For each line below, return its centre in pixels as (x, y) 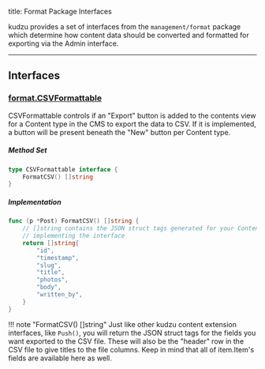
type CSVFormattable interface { (63, 169)
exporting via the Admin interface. (63, 43)
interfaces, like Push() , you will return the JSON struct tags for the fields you (132, 333)
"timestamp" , (58, 258)
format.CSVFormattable (55, 98)
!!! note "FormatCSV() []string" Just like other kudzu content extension (123, 324)
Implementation (35, 201)
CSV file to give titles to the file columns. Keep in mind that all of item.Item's (131, 349)
